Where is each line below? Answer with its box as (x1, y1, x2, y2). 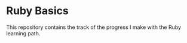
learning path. (6, 29, 41, 37)
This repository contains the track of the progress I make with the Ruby (6, 24, 181, 31)
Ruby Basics (6, 4, 69, 18)
